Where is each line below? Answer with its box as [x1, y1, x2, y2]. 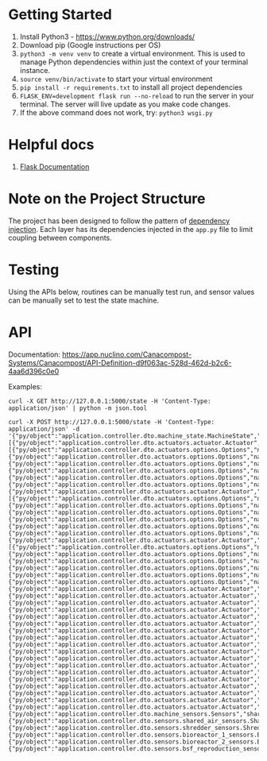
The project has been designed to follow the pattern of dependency [8, 216, 230, 226]
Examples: [8, 381, 42, 391]
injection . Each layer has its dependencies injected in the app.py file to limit [8, 224, 253, 234]
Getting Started [8, 6, 113, 24]
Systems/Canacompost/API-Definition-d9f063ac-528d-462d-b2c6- [8, 357, 232, 367]
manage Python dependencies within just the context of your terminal [19, 57, 249, 67]
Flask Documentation [19, 161, 90, 172]
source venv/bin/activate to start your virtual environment [19, 74, 213, 83]
